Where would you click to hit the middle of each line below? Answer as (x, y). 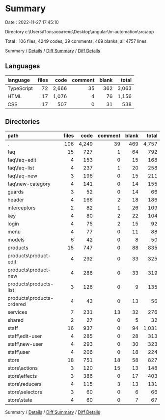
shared (15, 320)
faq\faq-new (23, 176)
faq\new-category (29, 184)
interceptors (22, 208)
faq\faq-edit (22, 160)
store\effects (22, 376)
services (17, 312)
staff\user (19, 352)
